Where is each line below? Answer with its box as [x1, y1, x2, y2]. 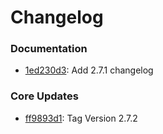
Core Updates [10, 89, 79, 103]
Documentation [10, 42, 88, 56]
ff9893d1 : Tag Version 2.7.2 [24, 112, 138, 124]
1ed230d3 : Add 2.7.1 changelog [24, 64, 154, 76]
